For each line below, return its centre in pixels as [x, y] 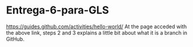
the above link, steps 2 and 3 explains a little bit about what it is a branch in [97, 32]
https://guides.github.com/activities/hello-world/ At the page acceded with [97, 26]
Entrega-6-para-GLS [58, 10]
